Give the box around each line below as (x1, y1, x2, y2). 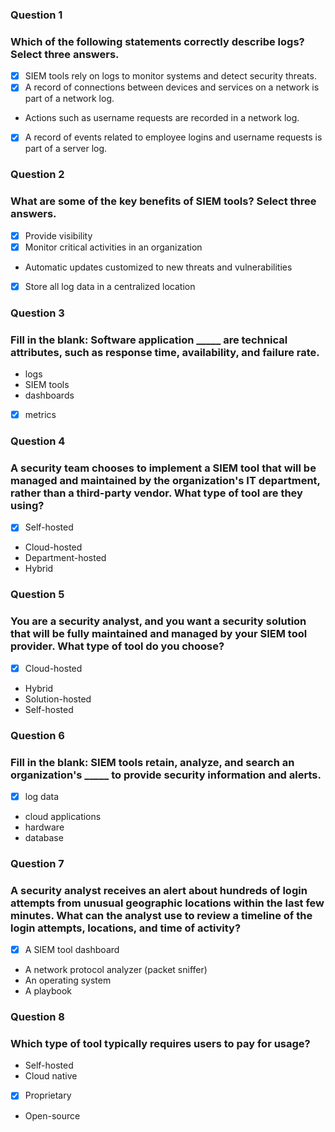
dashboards (24, 389, 75, 402)
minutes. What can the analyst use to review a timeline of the (10, 908, 313, 922)
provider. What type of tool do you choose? (10, 639, 225, 653)
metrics (24, 409, 57, 421)
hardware (24, 821, 65, 833)
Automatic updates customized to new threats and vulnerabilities (24, 261, 293, 273)
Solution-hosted (24, 693, 92, 705)
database (24, 831, 64, 843)
